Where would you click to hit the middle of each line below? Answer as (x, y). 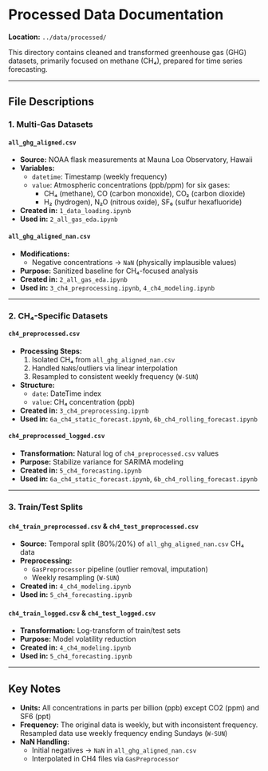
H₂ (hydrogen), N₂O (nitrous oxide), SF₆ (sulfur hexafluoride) (143, 202)
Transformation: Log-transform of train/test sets (100, 631)
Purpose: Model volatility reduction (78, 639)
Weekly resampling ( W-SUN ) (75, 578)
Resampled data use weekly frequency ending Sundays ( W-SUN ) (124, 733)
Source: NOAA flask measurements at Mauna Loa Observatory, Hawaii (136, 160)
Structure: (37, 385)
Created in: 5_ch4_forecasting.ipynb (81, 470)
